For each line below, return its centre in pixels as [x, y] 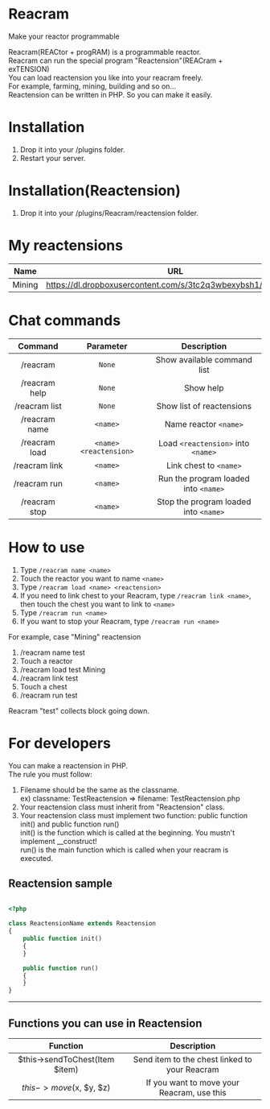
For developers [59, 743]
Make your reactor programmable [64, 36]
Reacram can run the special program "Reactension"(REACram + [116, 60]
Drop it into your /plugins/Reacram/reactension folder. [109, 213]
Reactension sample [60, 883]
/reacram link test [49, 678]
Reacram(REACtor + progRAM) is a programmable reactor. [105, 52]
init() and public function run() [70, 824]
